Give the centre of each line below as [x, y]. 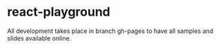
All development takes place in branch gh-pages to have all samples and [110, 31]
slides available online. [39, 38]
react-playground [59, 12]
